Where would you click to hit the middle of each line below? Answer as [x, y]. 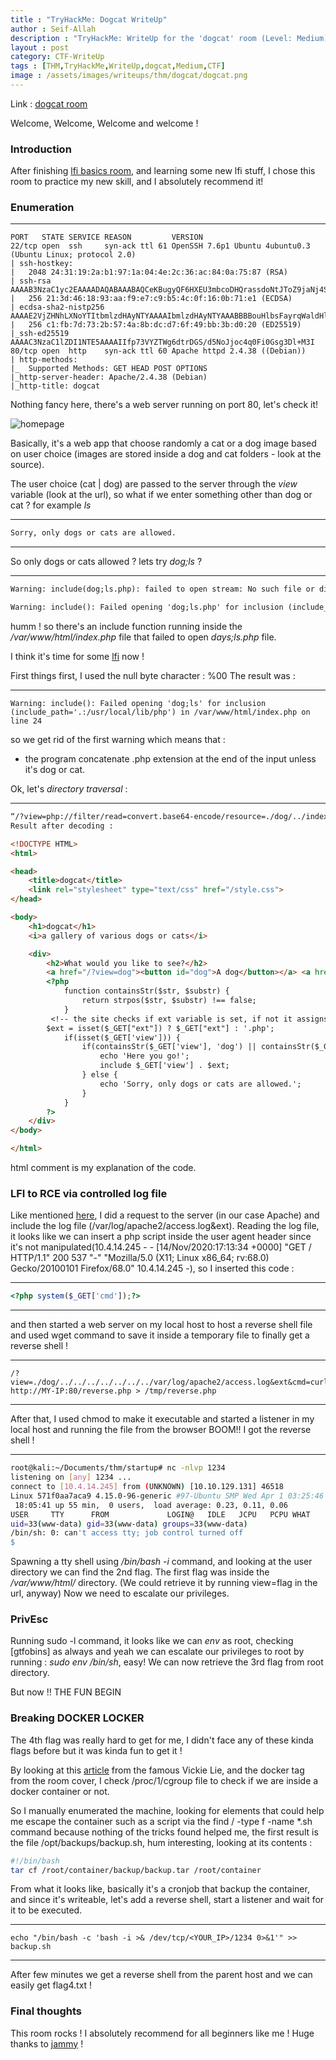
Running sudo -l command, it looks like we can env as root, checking [152, 1641]
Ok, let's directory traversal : [69, 789]
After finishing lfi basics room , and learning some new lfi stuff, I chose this [163, 171]
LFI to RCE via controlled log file [89, 1194]
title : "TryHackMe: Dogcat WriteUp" [89, 19]
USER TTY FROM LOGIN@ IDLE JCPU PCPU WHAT [160, 1514]
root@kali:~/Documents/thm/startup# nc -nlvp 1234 [118, 1468]
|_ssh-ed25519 [40, 334]
